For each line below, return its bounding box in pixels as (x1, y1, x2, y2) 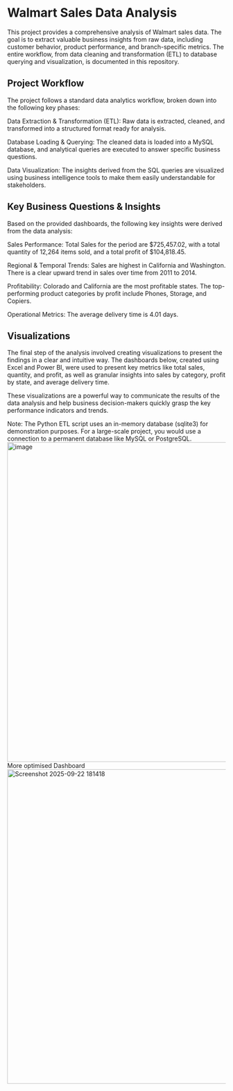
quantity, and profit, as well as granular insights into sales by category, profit (7, 370, 226, 379)
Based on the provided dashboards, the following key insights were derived (7, 219, 223, 227)
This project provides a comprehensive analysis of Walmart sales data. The (7, 28, 222, 36)
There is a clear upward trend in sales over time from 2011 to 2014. (7, 268, 198, 277)
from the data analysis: (7, 227, 73, 235)
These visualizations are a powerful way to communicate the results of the (7, 391, 221, 400)
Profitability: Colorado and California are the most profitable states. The (7, 281, 212, 290)
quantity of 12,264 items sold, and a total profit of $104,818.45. (7, 247, 187, 256)
